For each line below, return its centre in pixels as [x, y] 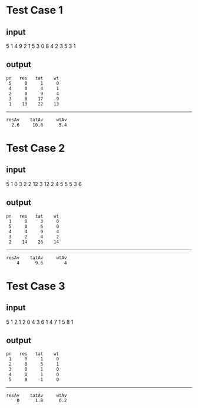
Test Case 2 [36, 148]
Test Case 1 [34, 10]
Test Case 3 [36, 286]
